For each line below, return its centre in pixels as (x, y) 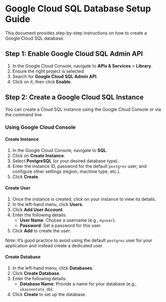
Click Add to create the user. (41, 230)
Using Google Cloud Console (40, 127)
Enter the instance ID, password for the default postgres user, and (80, 166)
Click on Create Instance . (39, 155)
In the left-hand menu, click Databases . (53, 268)
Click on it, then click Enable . (42, 81)
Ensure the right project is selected (48, 71)
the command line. (24, 114)
